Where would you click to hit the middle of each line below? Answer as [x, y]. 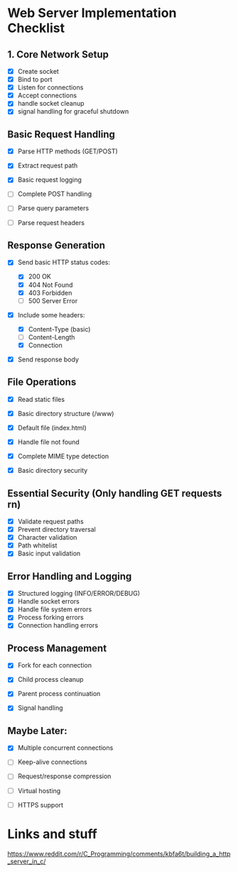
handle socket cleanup [51, 104]
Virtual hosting [39, 790]
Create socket [38, 71]
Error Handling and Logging [70, 576]
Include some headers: [51, 315]
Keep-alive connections [52, 762]
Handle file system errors [55, 609]
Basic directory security [53, 471]
